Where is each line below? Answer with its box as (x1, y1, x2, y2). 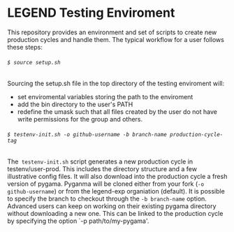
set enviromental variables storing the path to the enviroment (17, 93, 193, 101)
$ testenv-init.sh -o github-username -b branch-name (7, 131, 168, 138)
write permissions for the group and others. (17, 115, 143, 124)
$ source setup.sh (7, 59, 61, 66)
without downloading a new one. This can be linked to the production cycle (7, 210, 224, 218)
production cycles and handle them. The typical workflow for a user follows (7, 35, 225, 43)
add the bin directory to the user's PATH (17, 100, 133, 109)
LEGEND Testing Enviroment (7, 5, 175, 21)
